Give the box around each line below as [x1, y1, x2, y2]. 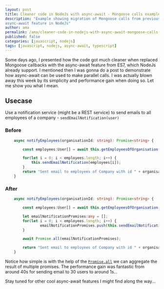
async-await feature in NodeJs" [5, 20, 71, 26]
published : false [5, 35, 41, 39]
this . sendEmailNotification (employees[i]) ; [31, 160, 121, 165]
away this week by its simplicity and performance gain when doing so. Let [5, 77, 154, 83]
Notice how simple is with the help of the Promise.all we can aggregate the [5, 259, 158, 265]
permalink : [5, 30, 27, 35]
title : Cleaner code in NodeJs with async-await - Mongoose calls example [5, 12, 161, 17]
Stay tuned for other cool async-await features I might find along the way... [5, 278, 156, 284]
